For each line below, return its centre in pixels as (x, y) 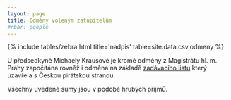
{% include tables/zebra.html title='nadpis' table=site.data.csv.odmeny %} (116, 47)
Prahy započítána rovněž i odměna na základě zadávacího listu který (107, 68)
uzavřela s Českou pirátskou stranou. (61, 75)
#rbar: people (28, 27)
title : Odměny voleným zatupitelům (60, 20)
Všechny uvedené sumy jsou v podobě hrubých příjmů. (88, 89)
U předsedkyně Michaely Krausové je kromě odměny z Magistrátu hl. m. (112, 61)
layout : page (26, 14)
